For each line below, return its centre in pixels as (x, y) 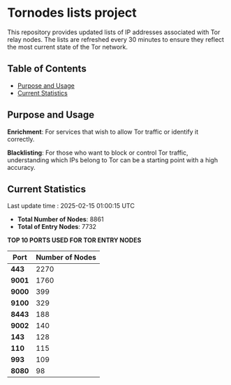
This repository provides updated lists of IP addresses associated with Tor (114, 32)
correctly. (21, 139)
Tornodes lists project (72, 13)
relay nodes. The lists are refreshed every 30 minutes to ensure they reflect (116, 39)
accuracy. (22, 167)
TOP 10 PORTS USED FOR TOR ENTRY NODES (74, 240)
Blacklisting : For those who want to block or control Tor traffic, (98, 152)
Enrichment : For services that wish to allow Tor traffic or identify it (103, 132)
